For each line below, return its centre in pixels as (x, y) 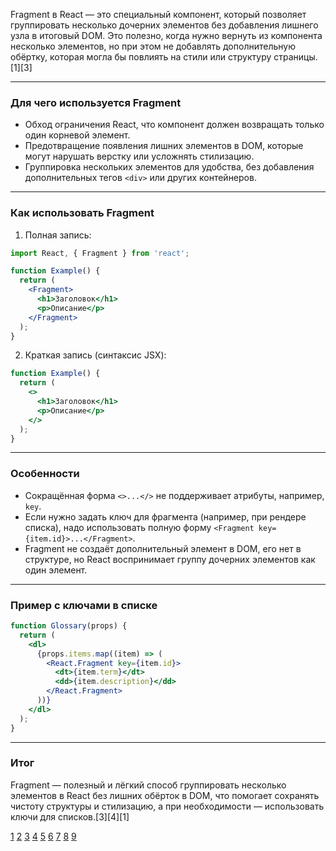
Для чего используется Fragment (96, 102)
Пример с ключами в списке (84, 605)
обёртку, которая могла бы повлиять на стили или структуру (141, 57)
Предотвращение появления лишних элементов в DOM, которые (164, 146)
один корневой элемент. (77, 135)
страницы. (295, 57)
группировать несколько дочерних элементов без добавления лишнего (164, 25)
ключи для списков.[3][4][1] (70, 816)
